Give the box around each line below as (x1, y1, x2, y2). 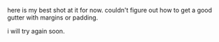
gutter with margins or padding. (7, 13, 99, 22)
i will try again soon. (7, 27, 65, 35)
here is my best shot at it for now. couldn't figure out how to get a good (7, 6, 212, 14)
